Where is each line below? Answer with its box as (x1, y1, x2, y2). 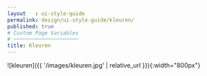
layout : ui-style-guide (7, 10, 85, 17)
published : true (7, 23, 54, 30)
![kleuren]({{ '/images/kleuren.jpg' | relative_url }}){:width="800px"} (7, 61, 201, 69)
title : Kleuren (7, 42, 51, 49)
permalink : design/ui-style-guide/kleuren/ (7, 17, 135, 23)
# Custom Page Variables (7, 29, 79, 37)
